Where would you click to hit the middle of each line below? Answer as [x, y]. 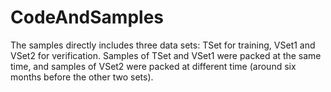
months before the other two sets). [82, 77]
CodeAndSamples [87, 17]
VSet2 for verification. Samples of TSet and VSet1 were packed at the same [166, 55]
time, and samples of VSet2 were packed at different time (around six [153, 66]
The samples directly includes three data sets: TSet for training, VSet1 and [163, 45]
